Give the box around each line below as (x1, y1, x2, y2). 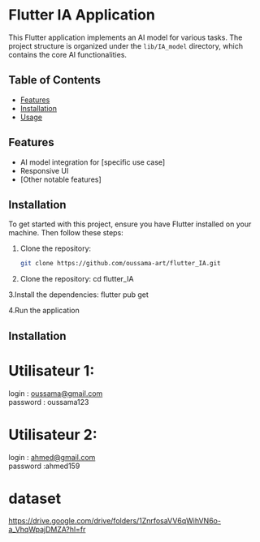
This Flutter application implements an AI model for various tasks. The (8, 32, 243, 42)
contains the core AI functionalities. (8, 49, 128, 59)
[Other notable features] (19, 174, 102, 184)
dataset (8, 489, 62, 508)
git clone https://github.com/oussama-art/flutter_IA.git (19, 260, 221, 268)
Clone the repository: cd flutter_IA (19, 274, 134, 284)
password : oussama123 (8, 397, 89, 406)
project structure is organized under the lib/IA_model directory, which (8, 41, 244, 50)
